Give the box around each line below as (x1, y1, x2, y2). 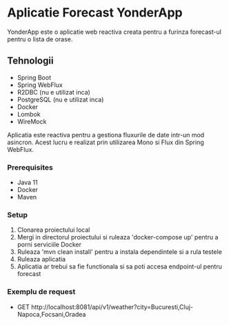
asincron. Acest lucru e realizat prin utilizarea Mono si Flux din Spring (7, 138, 205, 146)
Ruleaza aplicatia (17, 255, 66, 264)
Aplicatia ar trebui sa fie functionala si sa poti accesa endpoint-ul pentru (17, 262, 222, 270)
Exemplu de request (7, 287, 76, 297)
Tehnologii (7, 55, 54, 67)
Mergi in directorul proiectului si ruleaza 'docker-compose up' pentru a (17, 233, 219, 242)
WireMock (17, 117, 47, 126)
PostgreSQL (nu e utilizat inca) (17, 95, 104, 104)
